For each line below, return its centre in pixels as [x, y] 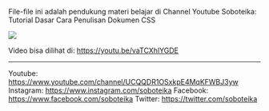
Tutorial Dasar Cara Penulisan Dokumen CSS [82, 20]
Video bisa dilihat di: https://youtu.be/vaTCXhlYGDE [93, 50]
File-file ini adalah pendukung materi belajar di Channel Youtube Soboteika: [132, 12]
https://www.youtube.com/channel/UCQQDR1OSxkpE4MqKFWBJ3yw [123, 82]
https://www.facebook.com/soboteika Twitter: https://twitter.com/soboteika [133, 99]
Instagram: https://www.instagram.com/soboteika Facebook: [108, 90]
